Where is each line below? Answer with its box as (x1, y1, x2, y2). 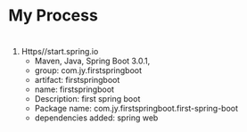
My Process (8, 5, 99, 26)
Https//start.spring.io (21, 46, 99, 57)
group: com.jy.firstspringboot (34, 65, 143, 76)
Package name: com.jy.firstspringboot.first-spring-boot (34, 103, 238, 114)
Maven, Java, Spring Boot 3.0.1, (34, 55, 151, 67)
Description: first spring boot (34, 94, 141, 104)
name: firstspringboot (34, 84, 115, 95)
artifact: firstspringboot (34, 75, 120, 86)
